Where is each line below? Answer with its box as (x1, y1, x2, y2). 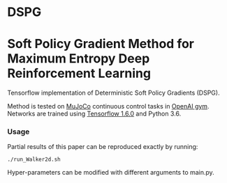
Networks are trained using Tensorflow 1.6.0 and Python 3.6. (7, 109, 182, 118)
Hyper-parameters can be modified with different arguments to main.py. (7, 168, 214, 177)
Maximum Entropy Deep (7, 51, 150, 67)
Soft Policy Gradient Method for (7, 36, 194, 52)
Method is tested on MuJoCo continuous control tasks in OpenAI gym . (7, 102, 210, 111)
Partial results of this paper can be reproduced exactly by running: (7, 143, 198, 151)
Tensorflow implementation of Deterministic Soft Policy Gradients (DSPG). (7, 88, 220, 97)
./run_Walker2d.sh (7, 156, 61, 164)
